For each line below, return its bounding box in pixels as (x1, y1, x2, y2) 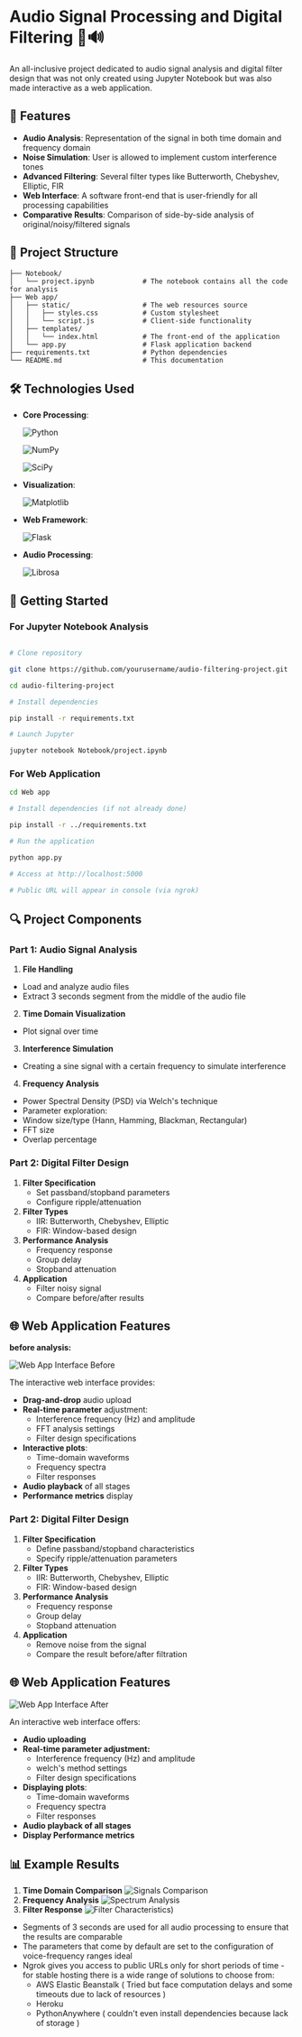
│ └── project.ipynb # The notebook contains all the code (9, 277, 288, 286)
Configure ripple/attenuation (35, 1196, 142, 1207)
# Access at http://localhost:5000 (9, 869, 143, 879)
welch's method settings (35, 1762, 128, 1774)
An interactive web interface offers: (9, 1716, 142, 1727)
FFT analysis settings (35, 1424, 115, 1434)
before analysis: (9, 1342, 72, 1353)
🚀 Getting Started (9, 593, 109, 608)
